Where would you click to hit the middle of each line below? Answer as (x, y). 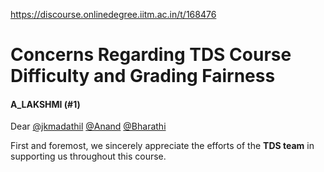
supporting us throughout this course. (88, 156)
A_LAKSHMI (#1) (45, 104)
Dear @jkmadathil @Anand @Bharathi (88, 126)
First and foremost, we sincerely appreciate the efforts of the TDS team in (162, 146)
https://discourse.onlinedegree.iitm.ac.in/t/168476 (113, 14)
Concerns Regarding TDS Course (151, 55)
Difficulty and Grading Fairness (143, 76)
